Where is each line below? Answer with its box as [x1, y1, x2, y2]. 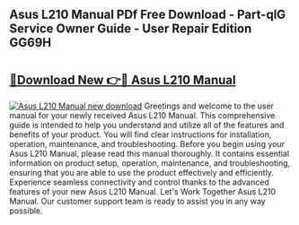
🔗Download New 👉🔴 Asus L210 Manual [9, 72, 236, 88]
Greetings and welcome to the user [144, 100, 275, 111]
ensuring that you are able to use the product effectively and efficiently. [9, 168, 274, 177]
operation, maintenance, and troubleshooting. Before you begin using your [9, 139, 286, 149]
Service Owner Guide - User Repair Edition [9, 22, 252, 37]
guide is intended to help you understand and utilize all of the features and [9, 120, 285, 130]
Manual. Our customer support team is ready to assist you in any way [9, 196, 267, 206]
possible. [9, 205, 43, 216]
